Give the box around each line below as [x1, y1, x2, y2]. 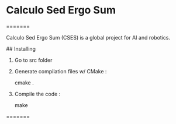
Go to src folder [14, 56, 53, 63]
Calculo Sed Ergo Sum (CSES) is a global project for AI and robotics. [6, 34, 171, 41]
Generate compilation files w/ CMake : [14, 68, 107, 75]
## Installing [6, 45, 36, 52]
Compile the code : [14, 90, 61, 97]
